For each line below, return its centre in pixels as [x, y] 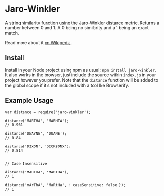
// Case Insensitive [26, 163]
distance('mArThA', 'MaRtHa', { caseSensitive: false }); [65, 185]
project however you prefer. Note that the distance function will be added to [82, 80]
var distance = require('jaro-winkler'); [48, 112]
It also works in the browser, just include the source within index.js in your [81, 75]
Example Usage [29, 101]
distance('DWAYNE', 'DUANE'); [36, 133]
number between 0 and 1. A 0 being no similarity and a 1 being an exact [77, 27]
